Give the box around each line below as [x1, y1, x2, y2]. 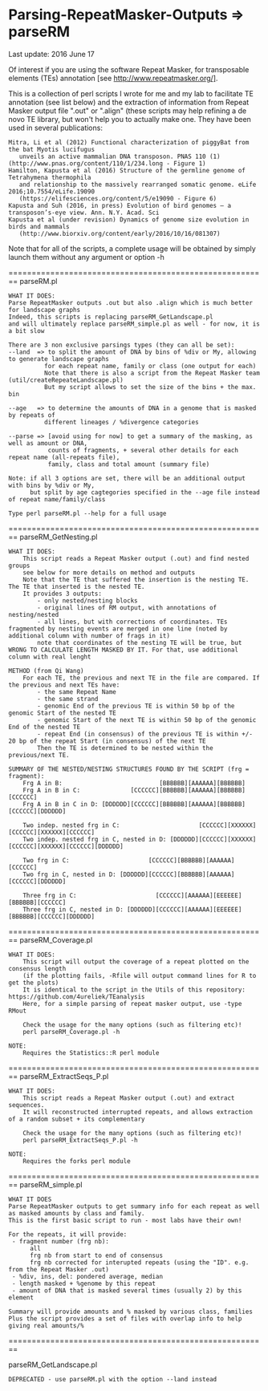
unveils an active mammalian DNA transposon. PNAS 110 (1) [18, 152, 221, 160]
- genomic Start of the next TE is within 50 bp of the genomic [37, 716, 257, 724]
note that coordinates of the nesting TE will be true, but [37, 639, 242, 647]
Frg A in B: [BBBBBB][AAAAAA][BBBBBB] [22, 779, 246, 787]
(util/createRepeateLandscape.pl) [8, 375, 124, 384]
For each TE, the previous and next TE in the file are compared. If [22, 674, 261, 682]
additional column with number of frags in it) [8, 631, 171, 639]
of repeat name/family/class [8, 495, 106, 503]
